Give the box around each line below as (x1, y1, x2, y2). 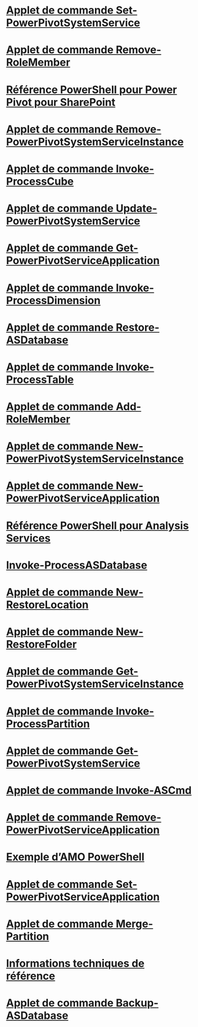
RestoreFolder (6, 638, 77, 651)
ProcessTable (6, 373, 74, 386)
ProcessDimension (6, 293, 101, 307)
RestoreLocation (6, 598, 89, 611)
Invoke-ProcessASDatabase (6, 558, 147, 571)
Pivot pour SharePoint (6, 95, 116, 109)
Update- (115, 202, 157, 215)
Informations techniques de (6, 957, 145, 970)
